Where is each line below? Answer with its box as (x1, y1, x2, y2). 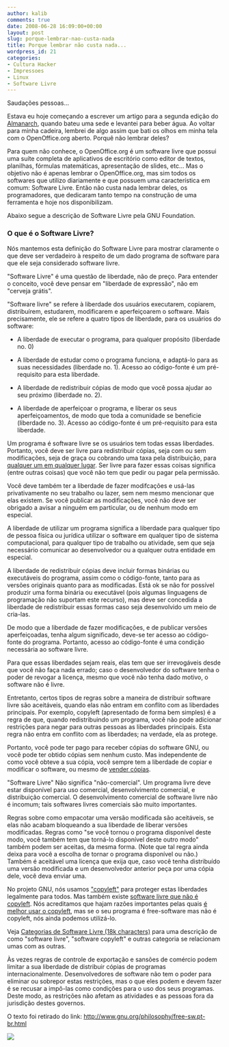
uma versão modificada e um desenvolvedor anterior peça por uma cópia (7, 864, 214, 872)
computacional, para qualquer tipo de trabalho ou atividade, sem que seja (7, 539, 215, 547)
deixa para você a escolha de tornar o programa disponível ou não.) (7, 850, 198, 858)
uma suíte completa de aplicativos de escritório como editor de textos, (7, 155, 206, 163)
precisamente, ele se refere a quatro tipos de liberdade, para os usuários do (7, 315, 221, 323)
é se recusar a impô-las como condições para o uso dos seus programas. (7, 984, 215, 992)
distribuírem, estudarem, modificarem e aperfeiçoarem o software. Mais (7, 307, 210, 315)
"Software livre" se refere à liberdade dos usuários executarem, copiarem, (7, 299, 217, 308)
